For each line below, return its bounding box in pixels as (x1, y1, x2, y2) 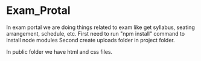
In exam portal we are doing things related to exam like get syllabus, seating (6, 24, 195, 31)
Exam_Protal (6, 4, 71, 18)
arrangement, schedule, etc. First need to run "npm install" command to (6, 30, 185, 37)
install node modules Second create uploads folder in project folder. (6, 36, 175, 43)
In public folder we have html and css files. (6, 48, 113, 55)
